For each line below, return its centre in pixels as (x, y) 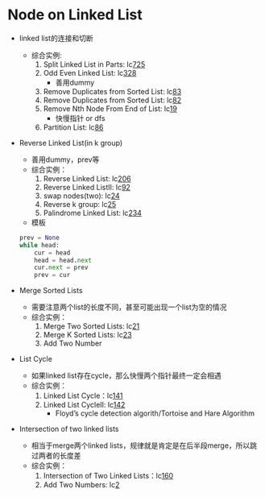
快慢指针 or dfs (80, 118)
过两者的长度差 (56, 456)
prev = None (39, 238)
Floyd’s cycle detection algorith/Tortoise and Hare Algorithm (155, 413)
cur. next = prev (61, 267)
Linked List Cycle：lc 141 (83, 396)
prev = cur (52, 275)
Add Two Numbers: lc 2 (81, 485)
